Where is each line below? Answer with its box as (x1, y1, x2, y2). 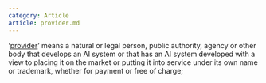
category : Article (8, 11, 69, 20)
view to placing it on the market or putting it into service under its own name (8, 57, 259, 67)
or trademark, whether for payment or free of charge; (8, 66, 184, 75)
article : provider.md (8, 19, 80, 27)
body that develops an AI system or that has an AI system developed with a (8, 49, 256, 58)
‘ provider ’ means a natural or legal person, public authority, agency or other (8, 40, 256, 50)
